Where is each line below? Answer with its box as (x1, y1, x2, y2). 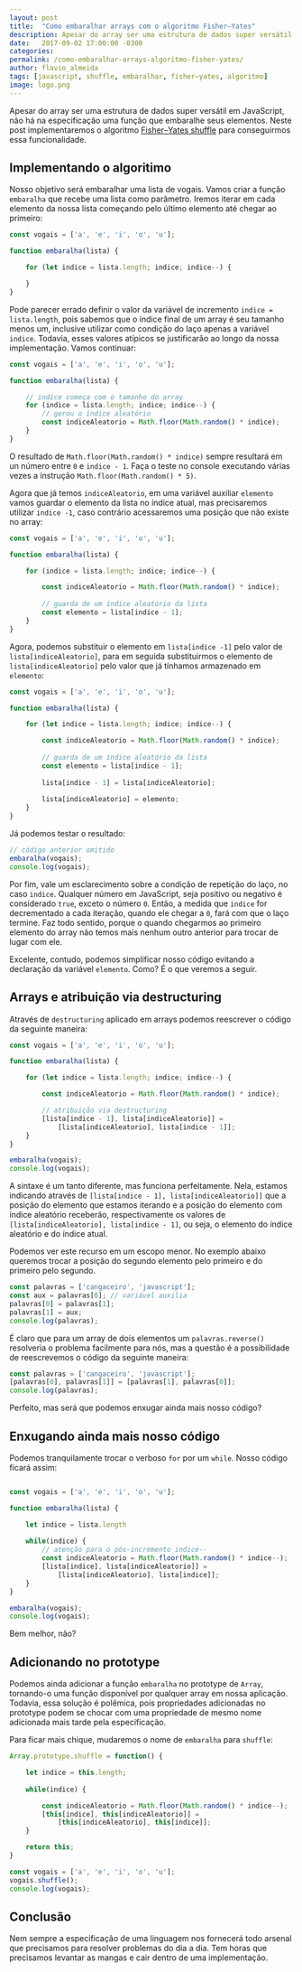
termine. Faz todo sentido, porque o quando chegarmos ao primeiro (9, 917, 261, 928)
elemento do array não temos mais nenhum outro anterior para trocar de (9, 927, 279, 938)
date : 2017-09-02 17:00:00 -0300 (9, 38, 143, 48)
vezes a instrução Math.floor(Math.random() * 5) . (9, 470, 197, 481)
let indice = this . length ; (25, 1768, 127, 1777)
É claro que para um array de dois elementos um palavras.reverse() (9, 1332, 265, 1343)
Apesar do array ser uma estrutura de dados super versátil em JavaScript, (9, 105, 285, 116)
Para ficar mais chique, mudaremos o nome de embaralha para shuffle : (9, 1734, 273, 1745)
